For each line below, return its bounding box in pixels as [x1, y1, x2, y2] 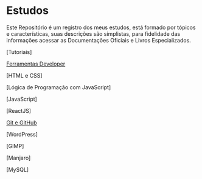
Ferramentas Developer [6, 60, 66, 67]
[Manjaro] [6, 154, 31, 161]
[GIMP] [6, 142, 24, 149]
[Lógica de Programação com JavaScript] [6, 83, 111, 91]
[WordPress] [6, 130, 38, 138]
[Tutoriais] [6, 48, 32, 55]
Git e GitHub [6, 119, 38, 126]
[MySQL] [6, 166, 29, 173]
